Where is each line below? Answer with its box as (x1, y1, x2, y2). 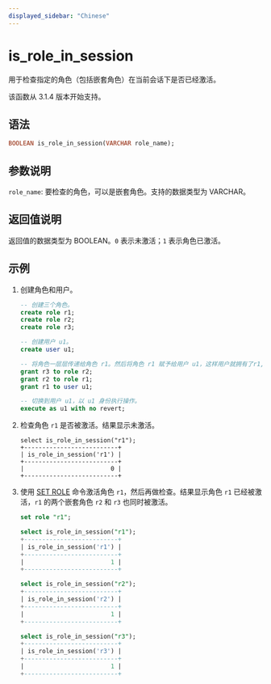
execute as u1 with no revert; (19, 405, 126, 413)
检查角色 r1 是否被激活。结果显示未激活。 (19, 420, 159, 430)
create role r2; (19, 316, 75, 324)
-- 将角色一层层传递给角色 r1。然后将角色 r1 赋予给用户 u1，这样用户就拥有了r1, (19, 360, 265, 368)
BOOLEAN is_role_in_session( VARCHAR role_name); (8, 139, 175, 148)
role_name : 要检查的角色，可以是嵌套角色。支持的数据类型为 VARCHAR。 (8, 187, 251, 196)
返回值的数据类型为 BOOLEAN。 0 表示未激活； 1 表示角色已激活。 (8, 235, 226, 245)
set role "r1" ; (19, 513, 72, 521)
